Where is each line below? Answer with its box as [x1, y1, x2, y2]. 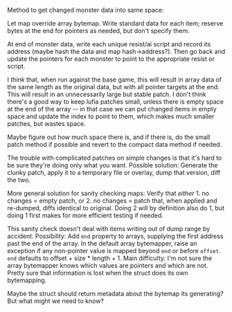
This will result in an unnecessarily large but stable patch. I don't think [7, 90, 206, 98]
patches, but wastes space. [7, 120, 86, 127]
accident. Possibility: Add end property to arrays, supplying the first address [7, 232, 224, 240]
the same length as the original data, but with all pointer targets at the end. [7, 83, 220, 91]
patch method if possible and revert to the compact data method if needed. [7, 140, 222, 148]
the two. [7, 176, 31, 184]
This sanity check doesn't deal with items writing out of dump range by [7, 225, 211, 232]
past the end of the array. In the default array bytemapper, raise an [7, 239, 197, 248]
